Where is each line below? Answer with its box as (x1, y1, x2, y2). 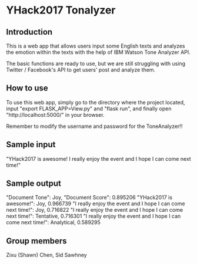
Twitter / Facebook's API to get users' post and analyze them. (6, 66, 156, 73)
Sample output (6, 178, 62, 188)
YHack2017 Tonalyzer (6, 4, 116, 17)
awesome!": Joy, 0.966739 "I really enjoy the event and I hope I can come (6, 200, 185, 207)
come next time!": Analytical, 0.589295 (6, 219, 101, 226)
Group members (6, 236, 67, 246)
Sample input (6, 140, 56, 150)
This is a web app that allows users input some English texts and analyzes (6, 42, 185, 49)
